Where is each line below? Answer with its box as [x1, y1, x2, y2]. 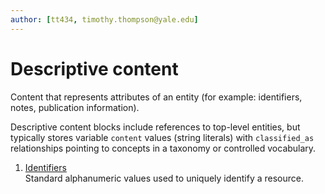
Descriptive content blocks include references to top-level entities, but [10, 121, 301, 133]
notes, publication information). [10, 101, 140, 113]
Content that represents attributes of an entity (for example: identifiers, [10, 91, 303, 103]
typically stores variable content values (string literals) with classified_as [10, 131, 315, 143]
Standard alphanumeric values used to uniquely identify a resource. [24, 172, 305, 184]
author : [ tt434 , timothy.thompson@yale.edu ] [10, 14, 199, 25]
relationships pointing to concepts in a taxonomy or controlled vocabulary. [10, 142, 317, 154]
